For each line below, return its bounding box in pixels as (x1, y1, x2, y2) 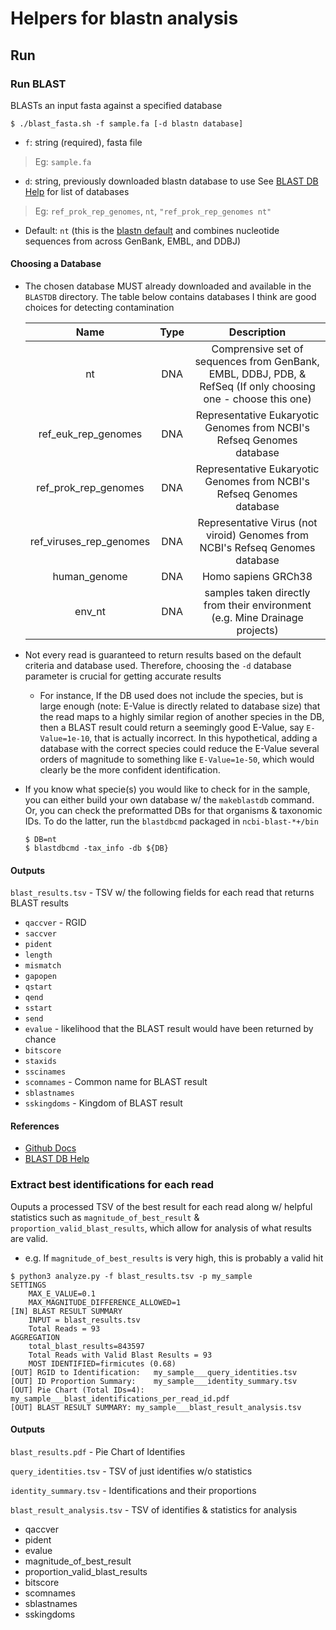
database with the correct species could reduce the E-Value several (39, 743, 320, 755)
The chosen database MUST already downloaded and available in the (24, 280, 312, 292)
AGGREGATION (10, 1332, 60, 1342)
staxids (24, 1057, 57, 1067)
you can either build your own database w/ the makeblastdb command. (24, 794, 315, 806)
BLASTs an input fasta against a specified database (10, 99, 223, 111)
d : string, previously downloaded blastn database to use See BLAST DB (24, 175, 319, 187)
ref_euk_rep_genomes (38, 427, 143, 441)
